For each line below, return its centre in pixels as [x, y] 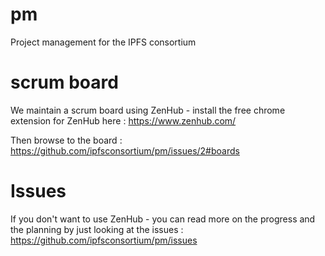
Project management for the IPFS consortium [103, 42]
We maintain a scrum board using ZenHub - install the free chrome [148, 110]
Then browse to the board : [66, 140]
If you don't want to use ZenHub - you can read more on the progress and [163, 219]
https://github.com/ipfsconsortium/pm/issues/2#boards [125, 150]
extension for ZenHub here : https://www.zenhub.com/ [123, 120]
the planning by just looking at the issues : [97, 229]
